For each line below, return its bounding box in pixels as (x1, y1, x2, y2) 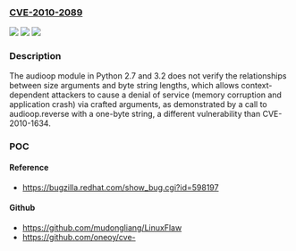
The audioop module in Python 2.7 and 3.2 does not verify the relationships (9, 70, 287, 81)
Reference (9, 163, 49, 173)
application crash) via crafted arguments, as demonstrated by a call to (9, 98, 267, 109)
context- (241, 79, 273, 90)
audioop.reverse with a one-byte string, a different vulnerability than (9, 108, 261, 119)
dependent (9, 89, 50, 100)
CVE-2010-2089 (9, 6, 83, 19)
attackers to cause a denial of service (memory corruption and (51, 89, 282, 100)
